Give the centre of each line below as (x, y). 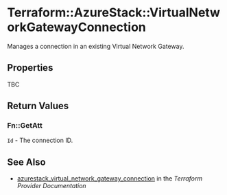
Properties (30, 68)
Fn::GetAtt (25, 126)
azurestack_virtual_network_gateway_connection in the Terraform (110, 179)
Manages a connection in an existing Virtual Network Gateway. (96, 46)
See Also (26, 162)
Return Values (38, 106)
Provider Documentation (52, 186)
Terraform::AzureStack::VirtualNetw (114, 13)
